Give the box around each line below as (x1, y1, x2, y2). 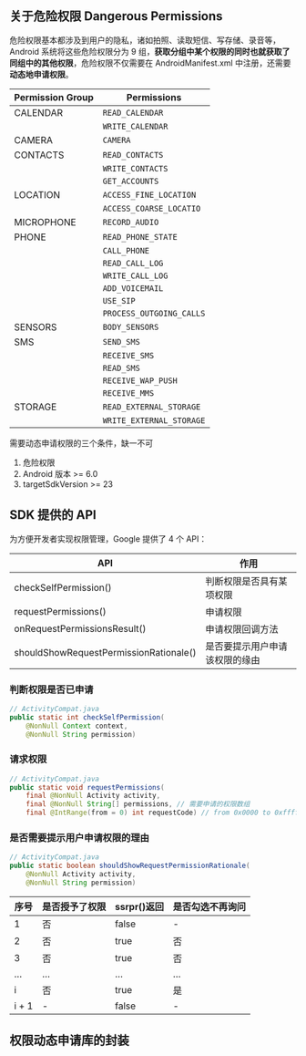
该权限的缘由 (204, 653, 260, 666)
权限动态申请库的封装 (9, 1033, 129, 1049)
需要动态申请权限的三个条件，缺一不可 (9, 437, 153, 449)
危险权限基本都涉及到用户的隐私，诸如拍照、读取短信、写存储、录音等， (9, 35, 280, 46)
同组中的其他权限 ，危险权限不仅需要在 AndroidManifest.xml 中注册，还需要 (9, 57, 291, 68)
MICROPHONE (14, 215, 76, 228)
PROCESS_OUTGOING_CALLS (102, 308, 206, 318)
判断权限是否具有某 (204, 575, 288, 587)
